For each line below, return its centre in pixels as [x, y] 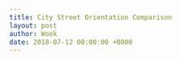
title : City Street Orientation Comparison [91, 17]
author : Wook [33, 34]
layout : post [33, 26]
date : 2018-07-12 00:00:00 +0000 [71, 42]
